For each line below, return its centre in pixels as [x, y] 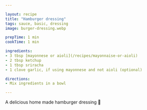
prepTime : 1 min [22, 37]
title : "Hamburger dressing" [36, 19]
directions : [18, 79]
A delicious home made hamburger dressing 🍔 [53, 102]
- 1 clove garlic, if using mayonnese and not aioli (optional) [74, 70]
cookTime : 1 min [22, 42]
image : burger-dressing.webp [36, 28]
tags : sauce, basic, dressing [37, 24]
